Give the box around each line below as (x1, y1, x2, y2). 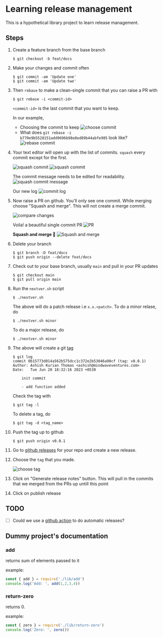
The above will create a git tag (12, 345, 74, 351)
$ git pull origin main (12, 277, 61, 282)
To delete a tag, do (12, 411, 51, 417)
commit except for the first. (12, 154, 68, 160)
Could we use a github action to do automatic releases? (12, 518, 125, 523)
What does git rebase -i (20, 129, 72, 135)
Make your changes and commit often (12, 65, 89, 71)
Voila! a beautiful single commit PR (12, 222, 82, 228)
